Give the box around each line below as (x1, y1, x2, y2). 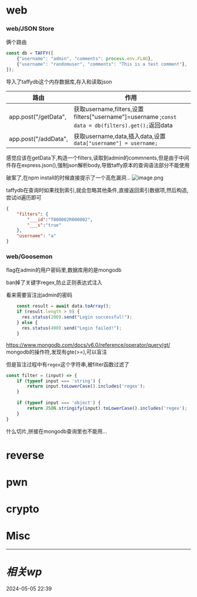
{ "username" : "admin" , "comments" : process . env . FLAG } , (16, 56, 154, 62)
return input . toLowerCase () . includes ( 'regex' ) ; (27, 383, 145, 389)
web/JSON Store (6, 25, 55, 33)
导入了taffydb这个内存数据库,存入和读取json (6, 78, 113, 85)
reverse (6, 448, 45, 462)
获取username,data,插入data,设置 (73, 132, 166, 140)
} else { (16, 320, 38, 326)
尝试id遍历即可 (6, 194, 42, 201)
